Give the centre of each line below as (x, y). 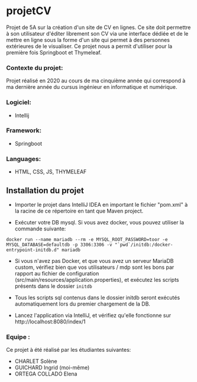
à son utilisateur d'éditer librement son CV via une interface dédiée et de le (97, 33)
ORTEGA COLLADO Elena (46, 374)
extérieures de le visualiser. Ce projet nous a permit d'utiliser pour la (89, 46)
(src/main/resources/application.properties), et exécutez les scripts (97, 280)
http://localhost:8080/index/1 (50, 322)
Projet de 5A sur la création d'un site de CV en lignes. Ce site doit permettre (98, 27)
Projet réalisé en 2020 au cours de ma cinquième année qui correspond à (96, 81)
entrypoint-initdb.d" (33, 250)
